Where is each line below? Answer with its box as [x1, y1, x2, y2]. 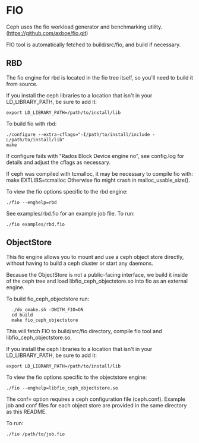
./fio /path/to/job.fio [6, 431, 65, 437]
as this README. [6, 408, 48, 415]
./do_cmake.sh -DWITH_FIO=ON [11, 306, 84, 312]
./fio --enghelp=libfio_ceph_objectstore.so [6, 385, 118, 391]
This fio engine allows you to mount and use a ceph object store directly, [6, 253, 184, 260]
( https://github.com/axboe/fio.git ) [6, 29, 89, 36]
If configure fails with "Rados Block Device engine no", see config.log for [6, 152, 185, 159]
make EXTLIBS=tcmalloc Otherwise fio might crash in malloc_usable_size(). [6, 176, 190, 183]
